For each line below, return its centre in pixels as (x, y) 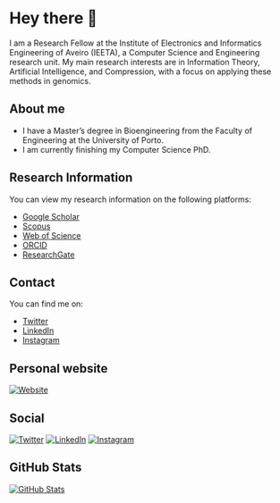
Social (27, 418)
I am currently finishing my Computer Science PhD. (116, 149)
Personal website (59, 369)
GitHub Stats (46, 468)
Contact (32, 282)
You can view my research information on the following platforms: (131, 199)
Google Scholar (51, 216)
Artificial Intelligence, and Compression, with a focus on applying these (140, 71)
